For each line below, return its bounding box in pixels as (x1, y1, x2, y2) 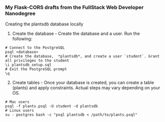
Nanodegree (5, 10, 36, 17)
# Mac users (5, 99, 30, 104)
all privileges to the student (5, 58, 69, 63)
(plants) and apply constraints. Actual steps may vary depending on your (12, 85, 160, 91)
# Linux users (5, 108, 34, 113)
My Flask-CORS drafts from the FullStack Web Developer (5, 4, 144, 11)
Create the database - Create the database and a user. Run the (12, 31, 140, 37)
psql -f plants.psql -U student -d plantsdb (5, 104, 98, 109)
